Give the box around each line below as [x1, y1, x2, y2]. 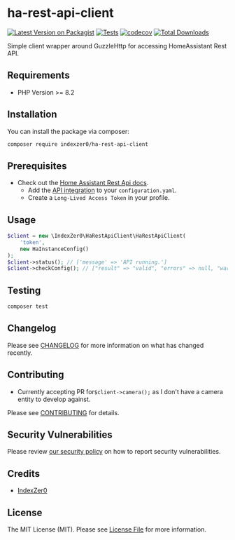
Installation [7, 109, 57, 121]
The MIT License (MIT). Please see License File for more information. [7, 525, 206, 534]
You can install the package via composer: [7, 127, 129, 135]
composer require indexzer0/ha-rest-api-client [7, 140, 149, 148]
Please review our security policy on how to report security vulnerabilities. [7, 447, 221, 456]
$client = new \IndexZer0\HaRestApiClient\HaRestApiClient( [7, 233, 187, 240]
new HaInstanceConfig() [20, 245, 90, 252]
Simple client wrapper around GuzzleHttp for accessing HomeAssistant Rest [7, 41, 227, 50]
